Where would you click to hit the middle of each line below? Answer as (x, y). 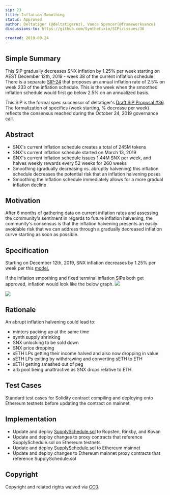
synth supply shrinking (36, 337)
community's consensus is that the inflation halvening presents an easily (81, 224)
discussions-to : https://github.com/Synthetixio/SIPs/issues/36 (75, 29)
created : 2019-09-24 (27, 38)
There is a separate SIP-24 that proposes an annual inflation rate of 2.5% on (85, 81)
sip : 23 (13, 10)
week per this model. (27, 268)
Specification (27, 251)
